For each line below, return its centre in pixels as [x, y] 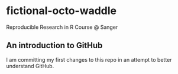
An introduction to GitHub [54, 46]
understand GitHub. [30, 66]
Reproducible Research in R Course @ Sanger [62, 27]
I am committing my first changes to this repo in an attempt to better [89, 59]
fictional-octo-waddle [62, 11]
